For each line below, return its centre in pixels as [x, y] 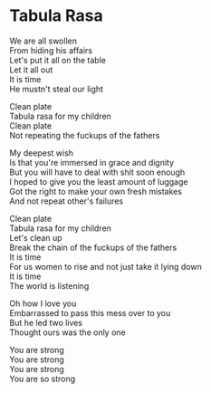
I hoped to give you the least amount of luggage [99, 181]
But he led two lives [46, 322]
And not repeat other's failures [67, 201]
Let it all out [31, 70]
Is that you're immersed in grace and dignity [92, 162]
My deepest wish [42, 153]
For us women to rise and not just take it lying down [105, 266]
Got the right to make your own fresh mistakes [96, 191]
